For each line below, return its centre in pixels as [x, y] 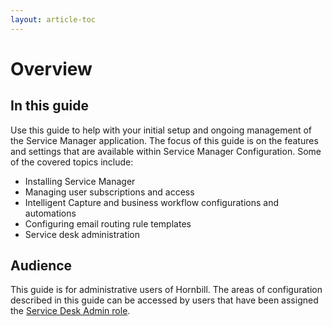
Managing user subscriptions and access [109, 192]
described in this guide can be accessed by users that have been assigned [164, 300]
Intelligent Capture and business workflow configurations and [152, 202]
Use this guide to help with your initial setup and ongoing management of [161, 130]
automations [50, 213]
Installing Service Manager [80, 181]
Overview [51, 68]
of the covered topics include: [72, 162]
